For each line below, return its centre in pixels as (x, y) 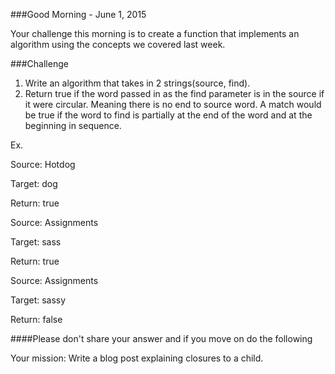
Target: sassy (38, 300)
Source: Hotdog (43, 164)
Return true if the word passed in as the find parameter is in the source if (174, 93)
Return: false (36, 319)
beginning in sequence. (73, 125)
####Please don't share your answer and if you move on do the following (161, 338)
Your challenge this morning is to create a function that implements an (155, 33)
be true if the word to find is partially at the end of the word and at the (168, 115)
